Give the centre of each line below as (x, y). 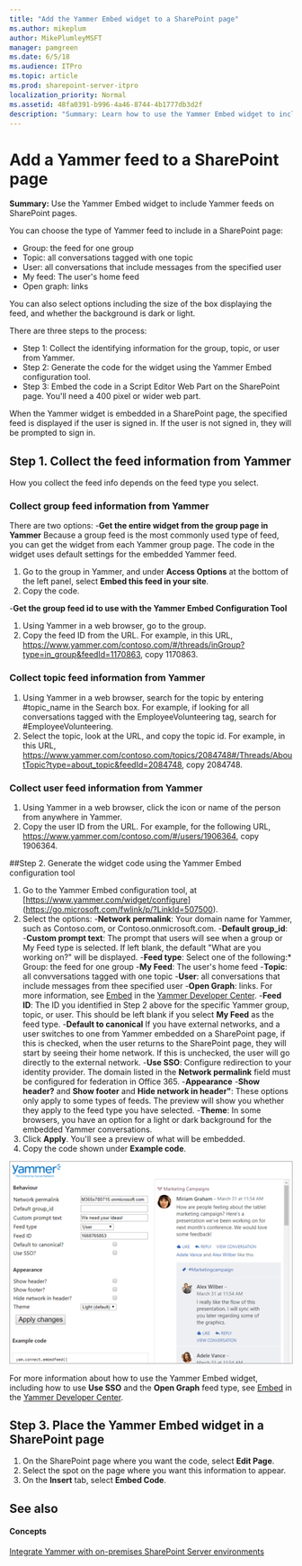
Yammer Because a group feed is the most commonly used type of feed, (144, 535)
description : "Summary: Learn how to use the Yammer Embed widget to (142, 114)
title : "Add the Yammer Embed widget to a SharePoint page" (124, 19)
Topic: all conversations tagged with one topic (107, 258)
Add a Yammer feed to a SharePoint (144, 160)
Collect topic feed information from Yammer (107, 678)
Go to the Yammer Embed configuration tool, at (110, 891)
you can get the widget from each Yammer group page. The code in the (142, 545)
